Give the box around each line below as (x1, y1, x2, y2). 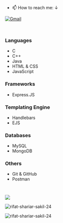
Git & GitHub (12, 171, 37, 177)
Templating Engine (5, 104, 50, 110)
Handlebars (12, 115, 35, 120)
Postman (12, 176, 30, 182)
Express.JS (12, 91, 35, 97)
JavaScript (12, 69, 34, 74)
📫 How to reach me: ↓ (12, 5, 59, 10)
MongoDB (12, 148, 32, 154)
